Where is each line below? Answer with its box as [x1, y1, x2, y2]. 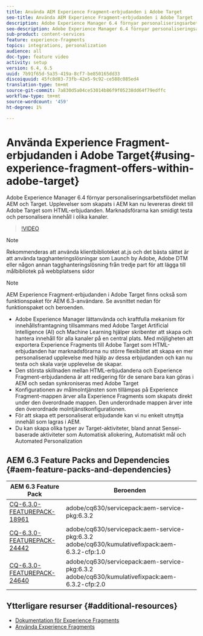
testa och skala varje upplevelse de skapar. [14, 361, 123, 368]
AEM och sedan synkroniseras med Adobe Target [14, 380, 139, 387]
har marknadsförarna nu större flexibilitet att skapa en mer [48, 348, 194, 355]
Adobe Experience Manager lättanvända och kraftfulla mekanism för [14, 315, 185, 323]
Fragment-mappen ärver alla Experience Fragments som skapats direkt [14, 393, 193, 400]
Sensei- [162, 425, 182, 432]
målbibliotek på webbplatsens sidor [6, 268, 95, 275]
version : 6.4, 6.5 [6, 65, 53, 71]
